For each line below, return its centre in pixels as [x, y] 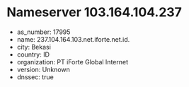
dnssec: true [35, 77]
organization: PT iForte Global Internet [73, 62]
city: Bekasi [34, 47]
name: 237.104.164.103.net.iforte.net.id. [73, 39]
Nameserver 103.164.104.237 [94, 12]
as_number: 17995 [44, 32]
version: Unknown [43, 69]
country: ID [33, 54]
